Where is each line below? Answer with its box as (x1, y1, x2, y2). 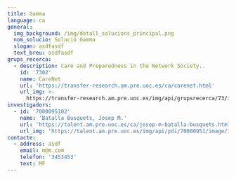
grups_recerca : (7, 56, 52, 63)
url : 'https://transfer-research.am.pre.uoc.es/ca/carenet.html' (20, 82, 216, 89)
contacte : (7, 134, 37, 141)
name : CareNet (20, 75, 61, 83)
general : (7, 23, 33, 30)
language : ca (7, 17, 46, 24)
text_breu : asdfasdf (13, 50, 74, 57)
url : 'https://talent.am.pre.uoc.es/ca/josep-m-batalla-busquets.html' (20, 121, 234, 128)
